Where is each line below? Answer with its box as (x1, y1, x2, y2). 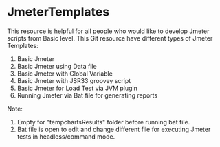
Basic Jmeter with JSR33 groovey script (16, 76, 131, 84)
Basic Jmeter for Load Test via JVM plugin (16, 84, 137, 92)
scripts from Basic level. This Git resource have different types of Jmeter (7, 34, 213, 42)
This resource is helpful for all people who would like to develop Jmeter (7, 27, 210, 35)
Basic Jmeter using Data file (16, 62, 98, 70)
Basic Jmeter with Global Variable (16, 69, 113, 78)
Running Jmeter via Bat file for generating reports (16, 91, 158, 100)
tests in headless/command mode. (16, 132, 115, 141)
